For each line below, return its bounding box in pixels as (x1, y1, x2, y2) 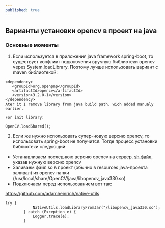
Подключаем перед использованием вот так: (12, 181, 112, 187)
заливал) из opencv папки (12, 170, 70, 176)
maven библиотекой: (12, 69, 58, 75)
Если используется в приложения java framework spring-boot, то (12, 53, 154, 59)
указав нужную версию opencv (12, 159, 81, 165)
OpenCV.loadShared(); (5, 124, 51, 129)
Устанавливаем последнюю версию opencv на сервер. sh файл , (12, 154, 153, 160)
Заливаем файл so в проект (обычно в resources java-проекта (12, 164, 148, 171)
